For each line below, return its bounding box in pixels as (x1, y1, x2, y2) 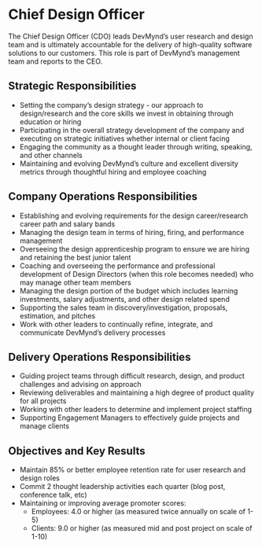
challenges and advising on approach (19, 380, 142, 389)
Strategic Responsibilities (8, 79, 137, 93)
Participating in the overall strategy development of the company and (19, 125, 245, 134)
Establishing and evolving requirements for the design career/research (19, 211, 249, 220)
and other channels (19, 150, 83, 160)
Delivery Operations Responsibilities (8, 350, 191, 363)
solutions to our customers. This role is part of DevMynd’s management (8, 48, 240, 57)
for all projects (19, 396, 67, 406)
